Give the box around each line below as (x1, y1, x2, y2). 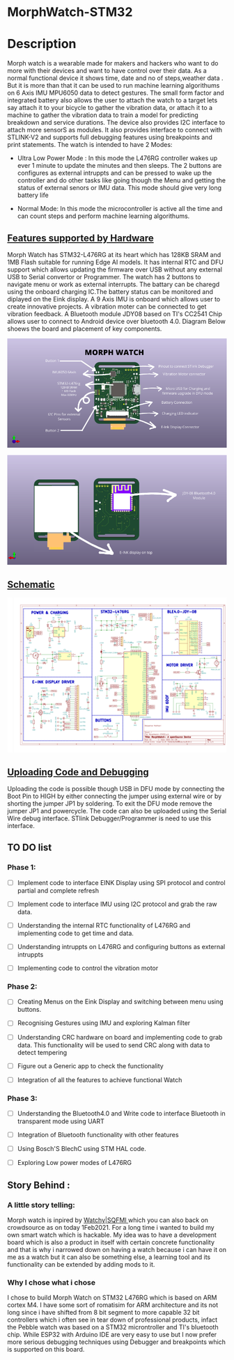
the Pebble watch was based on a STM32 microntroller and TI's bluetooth (7, 1323, 219, 1331)
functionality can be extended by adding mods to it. (7, 1260, 155, 1268)
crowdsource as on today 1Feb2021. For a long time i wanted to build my (7, 1223, 214, 1231)
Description (7, 36, 77, 52)
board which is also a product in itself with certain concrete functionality (7, 1237, 214, 1246)
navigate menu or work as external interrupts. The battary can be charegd (7, 280, 220, 288)
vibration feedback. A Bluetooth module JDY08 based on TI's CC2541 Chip (7, 309, 223, 318)
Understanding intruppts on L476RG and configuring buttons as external (17, 942, 226, 951)
